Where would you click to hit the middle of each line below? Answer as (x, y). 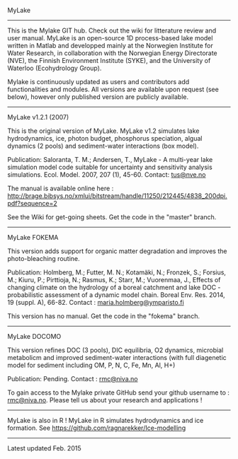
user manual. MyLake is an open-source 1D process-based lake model (110, 38)
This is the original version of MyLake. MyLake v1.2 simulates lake (103, 131)
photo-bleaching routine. (44, 258)
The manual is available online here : (61, 188)
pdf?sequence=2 (33, 203)
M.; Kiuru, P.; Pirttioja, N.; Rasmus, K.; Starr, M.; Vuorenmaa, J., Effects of (114, 280)
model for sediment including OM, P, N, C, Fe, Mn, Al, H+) (91, 365)
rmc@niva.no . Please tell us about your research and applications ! (105, 400)
